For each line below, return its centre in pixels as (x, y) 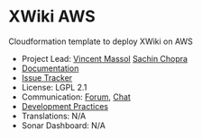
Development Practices (65, 106)
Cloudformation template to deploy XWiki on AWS (101, 41)
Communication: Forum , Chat (76, 97)
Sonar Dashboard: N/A (63, 125)
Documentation (50, 68)
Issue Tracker (47, 77)
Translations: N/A (54, 116)
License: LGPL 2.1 (54, 87)
